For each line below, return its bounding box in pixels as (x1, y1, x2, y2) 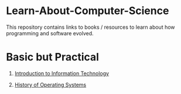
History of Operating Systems (14, 81, 87, 88)
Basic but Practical (6, 51, 100, 64)
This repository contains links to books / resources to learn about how (6, 23, 175, 31)
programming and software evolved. (6, 29, 94, 36)
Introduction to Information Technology (14, 69, 110, 77)
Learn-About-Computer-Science (6, 4, 169, 18)
